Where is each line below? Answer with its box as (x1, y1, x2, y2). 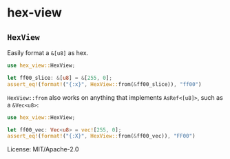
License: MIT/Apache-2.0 (7, 145, 79, 153)
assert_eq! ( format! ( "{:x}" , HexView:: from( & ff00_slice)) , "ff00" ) (7, 81, 202, 87)
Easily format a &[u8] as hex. (7, 49, 89, 56)
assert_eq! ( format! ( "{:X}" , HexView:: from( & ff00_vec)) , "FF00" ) (7, 133, 196, 140)
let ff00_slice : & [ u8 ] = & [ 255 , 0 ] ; (7, 74, 112, 81)
